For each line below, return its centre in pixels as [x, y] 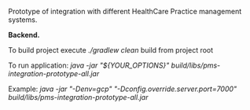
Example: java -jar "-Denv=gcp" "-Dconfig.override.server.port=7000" [123, 89]
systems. [23, 20]
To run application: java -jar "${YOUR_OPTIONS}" [89, 65]
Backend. [24, 35]
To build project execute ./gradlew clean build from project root [111, 50]
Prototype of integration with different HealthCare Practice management [125, 11]
